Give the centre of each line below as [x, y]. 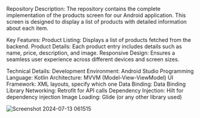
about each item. [27, 28]
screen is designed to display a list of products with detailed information [97, 22]
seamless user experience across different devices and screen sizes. [93, 59]
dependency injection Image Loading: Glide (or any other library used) [94, 97]
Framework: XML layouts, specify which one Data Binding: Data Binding [96, 84]
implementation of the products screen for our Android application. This [96, 15]
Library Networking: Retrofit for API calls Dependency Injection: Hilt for [95, 90]
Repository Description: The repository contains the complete [84, 9]
